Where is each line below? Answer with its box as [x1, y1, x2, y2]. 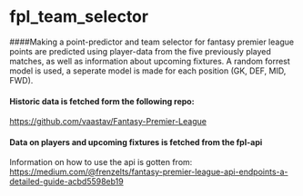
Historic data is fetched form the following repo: [9, 95, 195, 106]
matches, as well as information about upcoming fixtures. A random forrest [9, 55, 291, 66]
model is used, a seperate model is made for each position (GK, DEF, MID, [9, 65, 287, 76]
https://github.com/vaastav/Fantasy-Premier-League [9, 116, 207, 127]
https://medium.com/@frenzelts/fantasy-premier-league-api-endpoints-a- [9, 166, 288, 178]
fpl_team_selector [9, 6, 148, 27]
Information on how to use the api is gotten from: [9, 157, 193, 168]
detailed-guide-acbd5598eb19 [9, 176, 125, 187]
